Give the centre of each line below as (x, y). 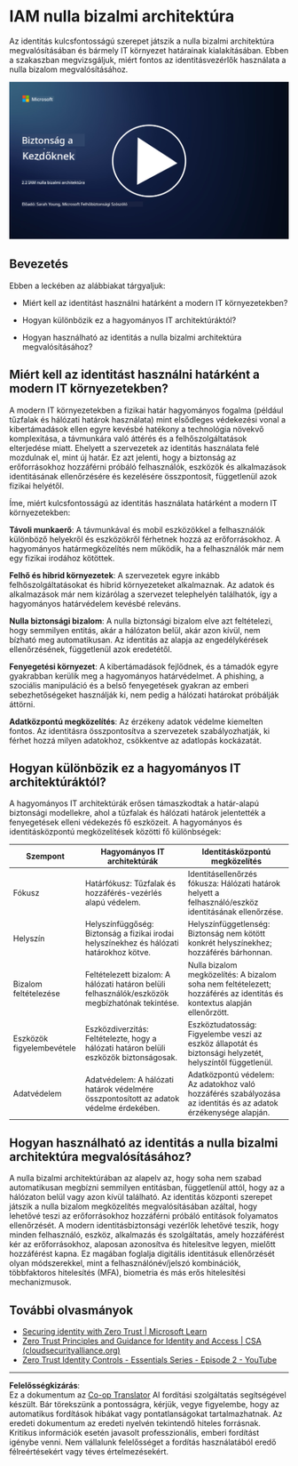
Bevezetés (39, 264)
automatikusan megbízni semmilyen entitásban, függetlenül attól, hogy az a (147, 1188)
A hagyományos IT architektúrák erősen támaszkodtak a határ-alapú (134, 803)
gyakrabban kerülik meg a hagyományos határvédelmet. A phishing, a (137, 676)
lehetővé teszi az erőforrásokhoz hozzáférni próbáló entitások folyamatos (144, 1216)
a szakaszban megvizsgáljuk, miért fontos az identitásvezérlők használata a (148, 60)
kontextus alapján (220, 1003)
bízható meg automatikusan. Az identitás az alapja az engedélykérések (139, 640)
